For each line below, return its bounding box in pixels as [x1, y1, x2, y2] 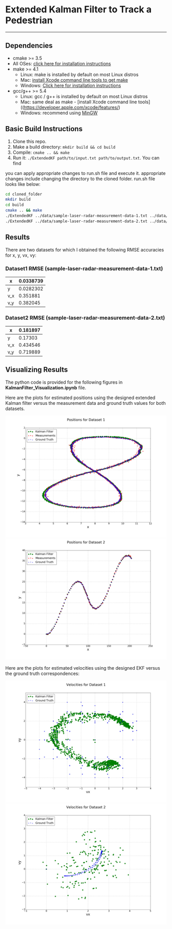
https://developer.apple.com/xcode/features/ [24, 104, 119, 110]
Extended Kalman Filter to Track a [5, 4, 152, 15]
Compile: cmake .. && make [12, 149, 70, 155]
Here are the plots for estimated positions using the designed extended [5, 395, 156, 401]
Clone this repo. [12, 138, 47, 145]
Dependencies [5, 41, 53, 50]
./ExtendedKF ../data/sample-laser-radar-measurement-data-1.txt [5, 213, 147, 219]
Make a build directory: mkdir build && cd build [12, 144, 116, 150]
